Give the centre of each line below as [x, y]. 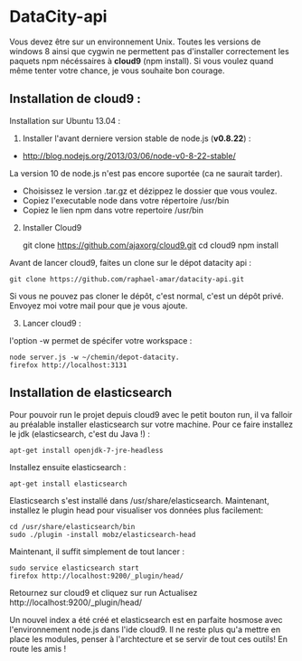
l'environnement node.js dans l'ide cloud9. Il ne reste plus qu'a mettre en [145, 629]
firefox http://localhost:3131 [68, 365]
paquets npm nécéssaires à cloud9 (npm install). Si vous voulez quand [142, 61]
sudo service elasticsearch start [75, 568]
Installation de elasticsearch [91, 393]
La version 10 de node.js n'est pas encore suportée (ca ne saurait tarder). [146, 173]
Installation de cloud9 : [75, 99]
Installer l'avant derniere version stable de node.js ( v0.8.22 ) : [137, 138]
